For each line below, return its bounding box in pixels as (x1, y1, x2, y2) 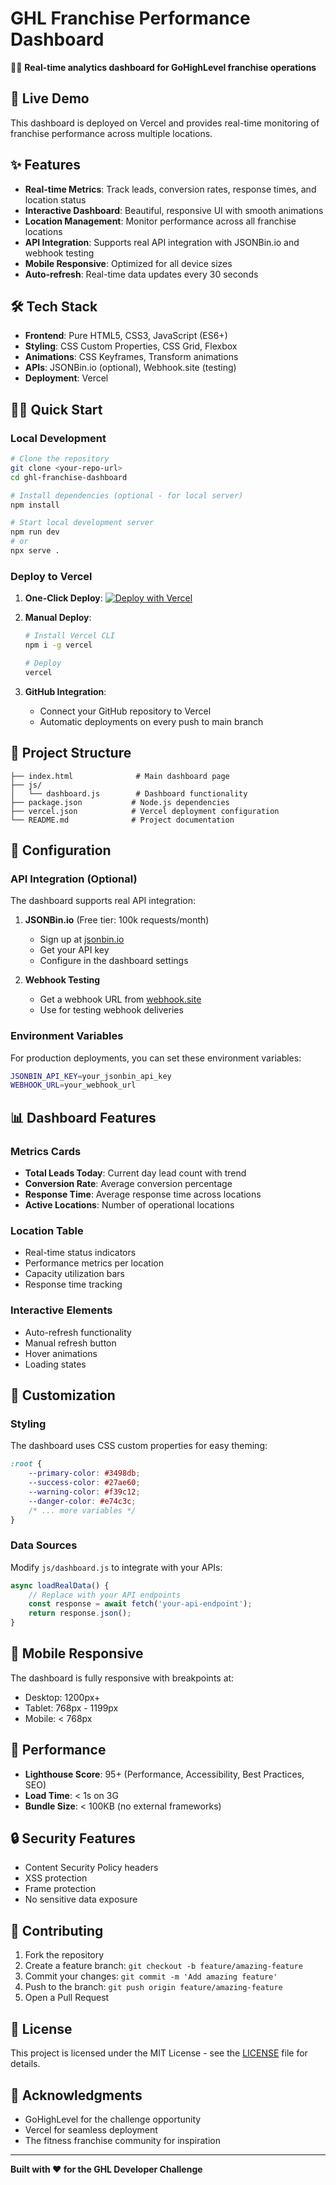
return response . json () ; (28, 1608, 132, 1619)
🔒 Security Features (10, 1830, 136, 1847)
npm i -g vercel (24, 640, 93, 651)
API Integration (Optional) (10, 872, 138, 886)
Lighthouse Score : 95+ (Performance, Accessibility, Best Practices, (24, 1768, 305, 1780)
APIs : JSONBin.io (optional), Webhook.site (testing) (24, 362, 237, 374)
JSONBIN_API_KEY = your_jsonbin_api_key (10, 1071, 172, 1081)
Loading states (24, 1358, 87, 1370)
